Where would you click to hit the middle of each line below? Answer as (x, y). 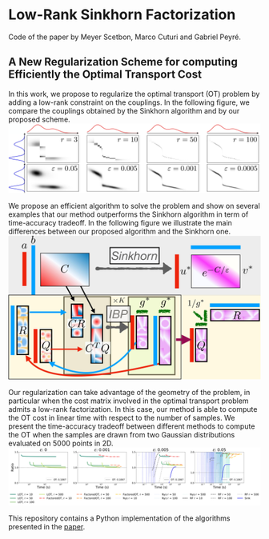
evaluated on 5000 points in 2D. (61, 443)
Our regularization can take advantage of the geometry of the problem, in (129, 393)
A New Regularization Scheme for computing (123, 62)
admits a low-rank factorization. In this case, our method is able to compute (133, 409)
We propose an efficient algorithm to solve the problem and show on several (134, 206)
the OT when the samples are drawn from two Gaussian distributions (122, 435)
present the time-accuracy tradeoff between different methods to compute (132, 426)
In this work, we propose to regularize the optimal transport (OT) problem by (134, 94)
